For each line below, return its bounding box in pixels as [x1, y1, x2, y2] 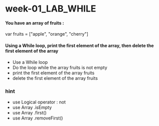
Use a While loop [12, 59, 48, 65]
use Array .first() [12, 109, 47, 115]
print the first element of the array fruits [12, 70, 95, 76]
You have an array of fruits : [5, 20, 64, 26]
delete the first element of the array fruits [12, 75, 98, 81]
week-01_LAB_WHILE [5, 3, 96, 15]
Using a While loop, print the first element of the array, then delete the [5, 42, 154, 48]
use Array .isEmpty [12, 104, 52, 110]
